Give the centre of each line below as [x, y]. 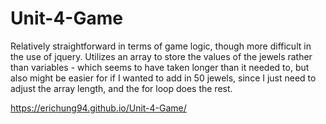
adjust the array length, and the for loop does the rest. [121, 88]
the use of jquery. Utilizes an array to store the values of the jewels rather [161, 56]
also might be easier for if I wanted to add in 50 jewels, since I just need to [163, 78]
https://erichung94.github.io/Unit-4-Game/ [98, 108]
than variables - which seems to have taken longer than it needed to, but [160, 67]
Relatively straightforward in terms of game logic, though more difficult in [161, 46]
